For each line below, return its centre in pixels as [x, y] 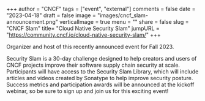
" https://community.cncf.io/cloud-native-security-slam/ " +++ [84, 35]
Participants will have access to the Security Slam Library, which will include [102, 72]
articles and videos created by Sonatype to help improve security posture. [100, 78]
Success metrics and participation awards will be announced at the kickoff [100, 84]
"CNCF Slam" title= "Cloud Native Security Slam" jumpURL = [83, 28]
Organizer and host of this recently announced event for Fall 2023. [90, 47]
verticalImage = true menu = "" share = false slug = [124, 22]
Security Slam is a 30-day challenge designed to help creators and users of [102, 58]
